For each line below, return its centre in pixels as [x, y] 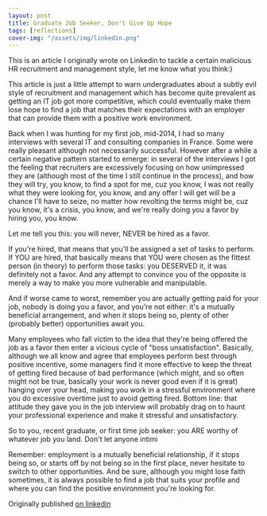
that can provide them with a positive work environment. [101, 118]
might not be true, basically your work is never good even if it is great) [123, 381]
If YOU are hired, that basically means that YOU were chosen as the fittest [129, 258]
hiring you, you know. [43, 218]
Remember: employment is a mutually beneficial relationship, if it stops [124, 455]
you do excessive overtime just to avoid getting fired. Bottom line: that [122, 398]
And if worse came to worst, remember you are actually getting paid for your [133, 299]
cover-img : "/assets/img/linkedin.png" [74, 38]
